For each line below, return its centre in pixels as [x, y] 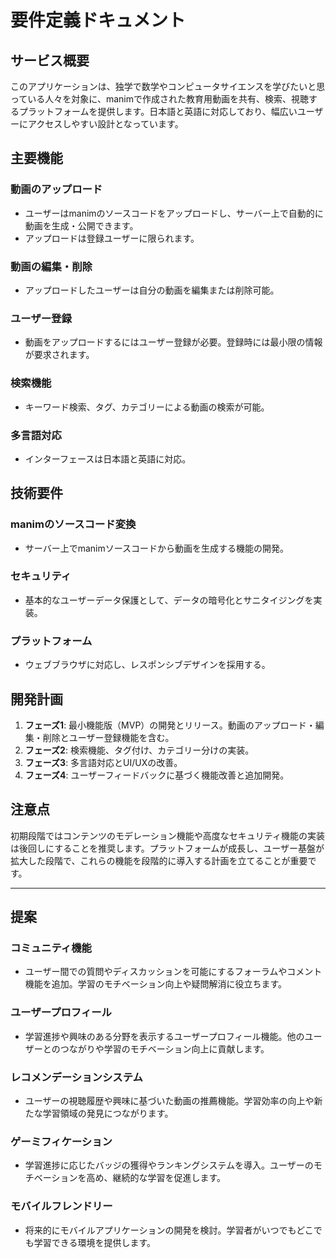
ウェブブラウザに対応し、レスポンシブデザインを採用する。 [147, 665]
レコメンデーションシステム [76, 1077]
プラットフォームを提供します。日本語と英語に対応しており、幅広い [158, 111]
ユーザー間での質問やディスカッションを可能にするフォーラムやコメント [173, 972]
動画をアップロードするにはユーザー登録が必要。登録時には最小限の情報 [173, 342]
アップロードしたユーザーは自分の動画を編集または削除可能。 [152, 290]
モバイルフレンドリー [61, 1206]
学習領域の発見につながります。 [108, 1113]
